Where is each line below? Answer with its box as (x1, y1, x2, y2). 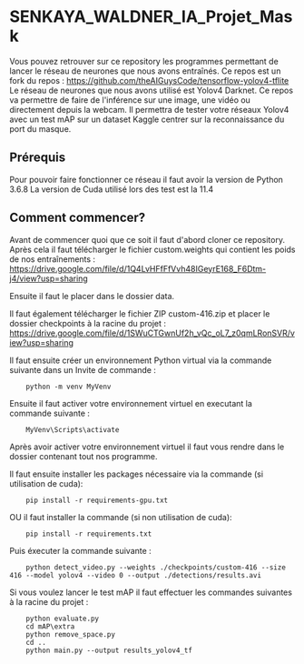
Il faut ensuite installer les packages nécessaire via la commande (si (9, 468, 264, 479)
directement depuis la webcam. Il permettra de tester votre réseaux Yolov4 (9, 104, 289, 115)
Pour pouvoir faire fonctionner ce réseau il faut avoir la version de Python (9, 174, 284, 185)
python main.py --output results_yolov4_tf (25, 646, 193, 655)
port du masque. (9, 123, 72, 134)
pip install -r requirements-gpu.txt (25, 496, 169, 505)
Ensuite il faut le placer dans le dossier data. (9, 290, 175, 301)
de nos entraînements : (9, 253, 96, 265)
